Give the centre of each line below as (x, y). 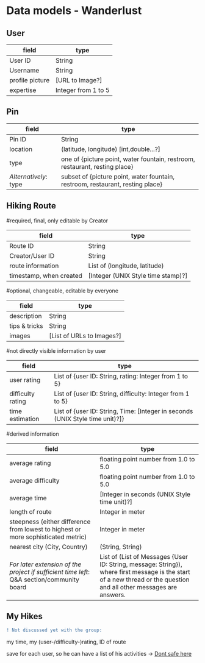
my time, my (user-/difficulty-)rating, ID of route (66, 642)
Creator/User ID (32, 255)
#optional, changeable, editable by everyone (63, 291)
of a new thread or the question (145, 580)
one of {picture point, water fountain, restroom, (128, 159)
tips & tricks (26, 325)
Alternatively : (28, 176)
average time (28, 498)
